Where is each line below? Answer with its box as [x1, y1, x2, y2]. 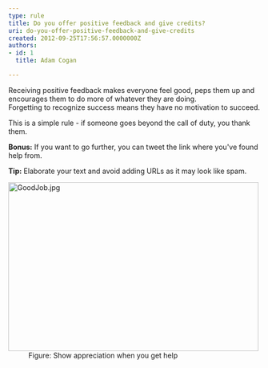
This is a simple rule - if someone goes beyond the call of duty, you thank [8, 118, 250, 127]
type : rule [8, 11, 45, 20]
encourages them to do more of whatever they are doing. [8, 94, 198, 103]
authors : [8, 42, 38, 50]
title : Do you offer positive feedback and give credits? [8, 19, 206, 27]
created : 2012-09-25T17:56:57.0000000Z [8, 34, 142, 42]
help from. [8, 150, 42, 160]
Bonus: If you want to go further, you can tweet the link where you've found [8, 142, 258, 152]
